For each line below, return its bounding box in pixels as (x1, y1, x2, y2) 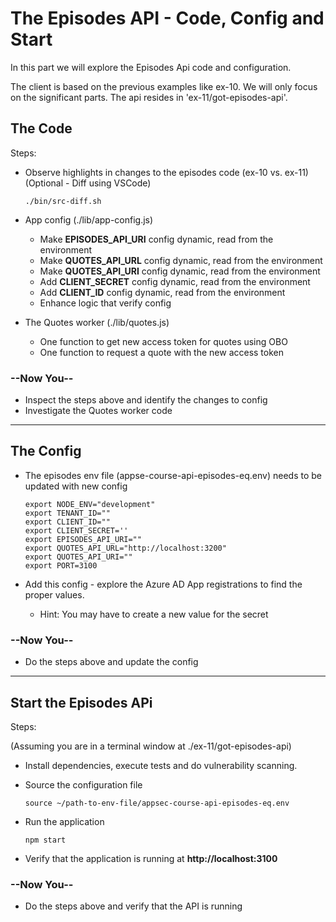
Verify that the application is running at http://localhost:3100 (24, 852, 278, 864)
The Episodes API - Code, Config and (10, 7, 325, 30)
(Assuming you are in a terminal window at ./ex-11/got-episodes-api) (10, 740, 292, 752)
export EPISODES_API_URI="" (24, 534, 142, 544)
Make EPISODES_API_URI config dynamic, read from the (39, 233, 274, 245)
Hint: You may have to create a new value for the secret (39, 608, 269, 620)
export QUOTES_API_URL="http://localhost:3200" (24, 543, 227, 553)
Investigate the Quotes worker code (24, 405, 173, 417)
